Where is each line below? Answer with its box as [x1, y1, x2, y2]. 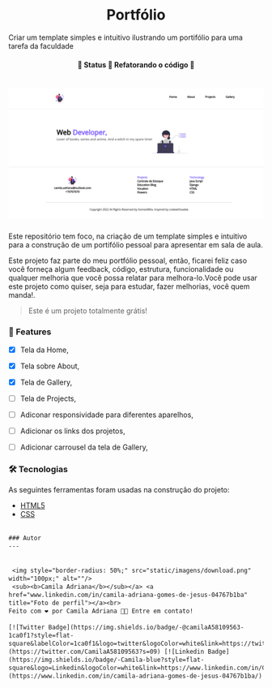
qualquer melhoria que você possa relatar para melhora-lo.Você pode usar [8, 273, 257, 283]
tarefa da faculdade [8, 41, 74, 50]
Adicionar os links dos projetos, [19, 426, 125, 436]
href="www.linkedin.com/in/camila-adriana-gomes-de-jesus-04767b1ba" [8, 591, 249, 600]
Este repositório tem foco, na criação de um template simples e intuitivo [8, 231, 248, 241]
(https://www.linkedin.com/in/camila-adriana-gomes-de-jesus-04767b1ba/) [8, 672, 263, 681]
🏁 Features [8, 326, 52, 338]
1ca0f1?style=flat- [8, 631, 74, 640]
